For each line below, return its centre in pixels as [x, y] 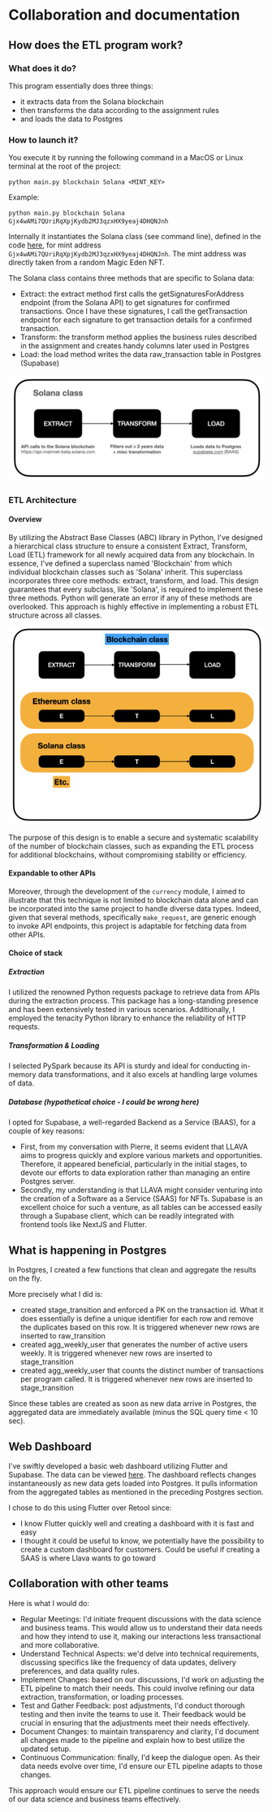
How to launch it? [43, 140]
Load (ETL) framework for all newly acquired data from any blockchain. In [132, 554]
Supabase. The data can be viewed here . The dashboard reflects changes [133, 1474]
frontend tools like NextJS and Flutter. [84, 1225]
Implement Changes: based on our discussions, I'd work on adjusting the [142, 1679]
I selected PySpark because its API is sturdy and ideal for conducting [124, 1066]
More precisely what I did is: [56, 1295]
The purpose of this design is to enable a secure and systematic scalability [134, 837]
